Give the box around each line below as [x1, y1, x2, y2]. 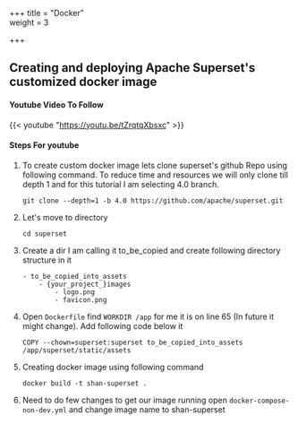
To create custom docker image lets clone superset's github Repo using [21, 160, 288, 170]
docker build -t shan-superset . [21, 378, 148, 388]
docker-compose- [229, 396, 290, 405]
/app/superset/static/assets [21, 345, 132, 355]
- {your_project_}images [38, 280, 132, 289]
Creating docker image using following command [21, 361, 204, 372]
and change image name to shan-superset [68, 403, 226, 415]
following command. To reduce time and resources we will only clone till [21, 169, 289, 180]
